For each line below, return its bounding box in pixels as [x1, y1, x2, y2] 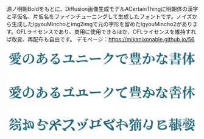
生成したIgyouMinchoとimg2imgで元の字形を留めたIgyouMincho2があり [11, 21, 193, 27]
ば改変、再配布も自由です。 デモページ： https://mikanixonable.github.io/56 [6, 36, 195, 42]
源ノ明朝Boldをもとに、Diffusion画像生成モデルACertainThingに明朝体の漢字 [6, 5, 199, 12]
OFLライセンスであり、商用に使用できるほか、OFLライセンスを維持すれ [16, 28, 197, 35]
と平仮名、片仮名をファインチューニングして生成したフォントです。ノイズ [6, 13, 192, 20]
